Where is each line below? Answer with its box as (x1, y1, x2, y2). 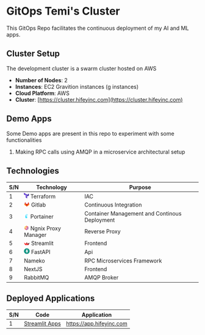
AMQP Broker (84, 274, 119, 281)
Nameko (24, 257, 45, 264)
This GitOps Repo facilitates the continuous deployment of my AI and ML (6, 24, 189, 32)
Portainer (30, 213, 54, 220)
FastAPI (31, 249, 51, 256)
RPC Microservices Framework (84, 257, 162, 264)
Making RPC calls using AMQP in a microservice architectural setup (15, 148, 185, 155)
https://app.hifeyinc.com (66, 320, 128, 327)
